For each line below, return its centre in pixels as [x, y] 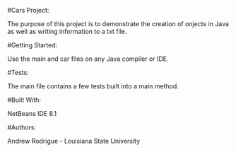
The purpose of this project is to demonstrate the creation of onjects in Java [118, 24]
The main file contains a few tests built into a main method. [93, 86]
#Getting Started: [33, 45]
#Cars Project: [28, 10]
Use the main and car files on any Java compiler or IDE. [88, 59]
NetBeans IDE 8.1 [32, 113]
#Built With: [24, 100]
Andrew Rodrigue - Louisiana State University [74, 141]
